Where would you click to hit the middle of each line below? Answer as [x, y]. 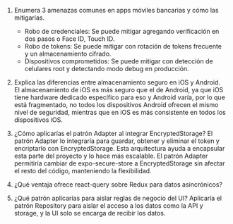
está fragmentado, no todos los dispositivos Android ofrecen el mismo [116, 105]
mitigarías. [29, 18]
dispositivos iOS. [38, 120]
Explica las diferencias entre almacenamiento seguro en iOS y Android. [117, 82]
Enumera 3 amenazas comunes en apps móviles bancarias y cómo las [116, 10]
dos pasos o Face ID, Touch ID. [70, 39]
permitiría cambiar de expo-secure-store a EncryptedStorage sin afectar [119, 163]
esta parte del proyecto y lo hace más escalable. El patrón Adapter [111, 156]
